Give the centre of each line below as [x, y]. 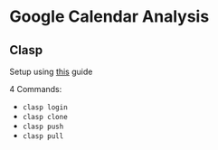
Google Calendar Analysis [109, 17]
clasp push [43, 127]
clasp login [45, 108]
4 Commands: [36, 89]
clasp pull [43, 136]
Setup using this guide [51, 71]
